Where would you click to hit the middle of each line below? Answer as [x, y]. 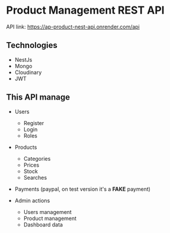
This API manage [38, 98]
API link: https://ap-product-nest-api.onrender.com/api [73, 27]
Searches [35, 177]
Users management [48, 212]
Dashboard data [43, 224]
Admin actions [32, 200]
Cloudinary [28, 72]
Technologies [32, 45]
